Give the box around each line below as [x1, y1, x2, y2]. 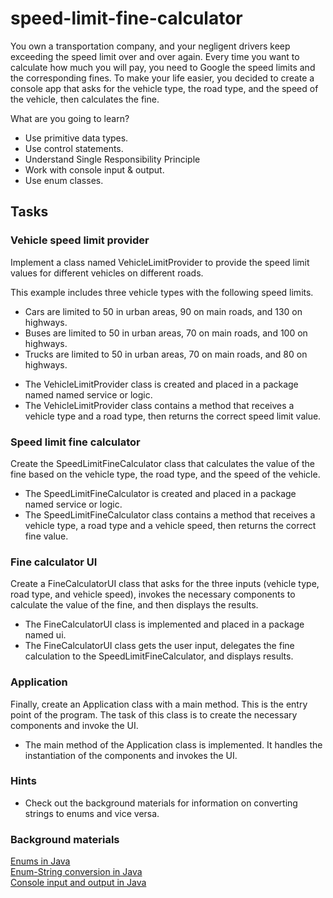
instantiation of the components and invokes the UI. [24, 749, 238, 761]
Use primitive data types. [24, 132, 129, 144]
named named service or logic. [24, 388, 153, 401]
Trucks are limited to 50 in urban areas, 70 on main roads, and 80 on [24, 348, 308, 360]
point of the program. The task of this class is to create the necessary [10, 708, 298, 721]
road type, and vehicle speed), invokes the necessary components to [10, 588, 296, 601]
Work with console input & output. [24, 163, 165, 176]
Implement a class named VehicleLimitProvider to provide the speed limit [10, 256, 310, 268]
